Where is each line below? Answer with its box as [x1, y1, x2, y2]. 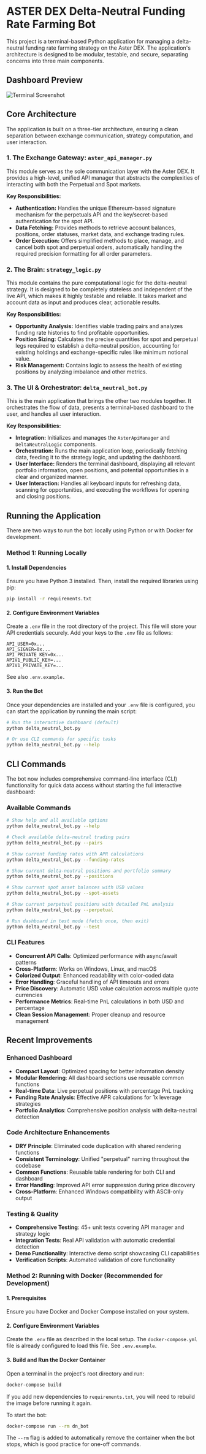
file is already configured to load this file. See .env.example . [6, 1342, 157, 1350]
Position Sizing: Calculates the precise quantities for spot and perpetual [15, 335, 198, 343]
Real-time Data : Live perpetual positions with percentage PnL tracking [15, 1087, 194, 1094]
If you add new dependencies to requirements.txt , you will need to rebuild [6, 1393, 195, 1400]
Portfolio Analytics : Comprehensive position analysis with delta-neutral [15, 1106, 197, 1114]
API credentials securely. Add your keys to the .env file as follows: [6, 629, 173, 637]
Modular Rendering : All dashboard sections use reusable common [15, 1074, 184, 1081]
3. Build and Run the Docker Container [6, 1356, 106, 1364]
